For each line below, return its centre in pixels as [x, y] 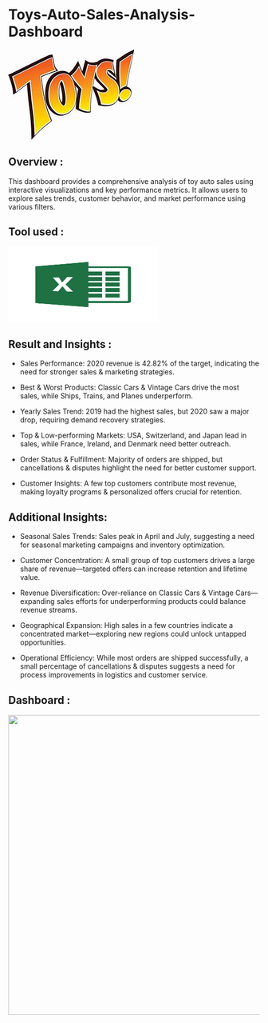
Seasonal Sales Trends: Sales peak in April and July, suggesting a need [137, 537]
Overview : [36, 162]
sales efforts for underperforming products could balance [151, 601]
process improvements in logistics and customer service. [114, 675]
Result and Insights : [60, 344]
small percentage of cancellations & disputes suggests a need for [127, 666]
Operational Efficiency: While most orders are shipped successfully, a [134, 658]
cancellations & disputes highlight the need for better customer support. [138, 468]
